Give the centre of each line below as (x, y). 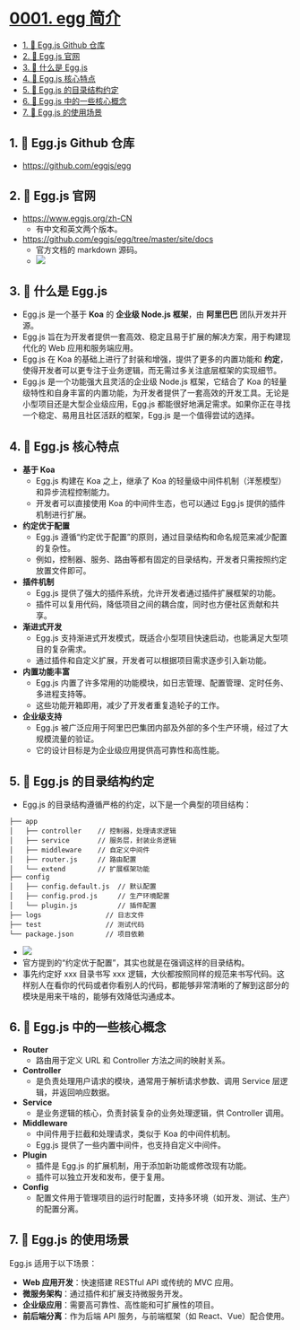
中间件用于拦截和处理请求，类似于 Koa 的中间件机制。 (135, 1133)
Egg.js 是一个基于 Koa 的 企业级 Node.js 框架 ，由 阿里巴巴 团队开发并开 (154, 314)
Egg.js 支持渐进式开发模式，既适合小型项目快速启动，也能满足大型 (158, 638)
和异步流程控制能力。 (75, 492)
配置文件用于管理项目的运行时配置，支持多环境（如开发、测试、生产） (163, 1197)
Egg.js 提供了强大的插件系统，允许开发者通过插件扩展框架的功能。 (158, 593)
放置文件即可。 (63, 571)
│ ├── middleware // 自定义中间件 (80, 850)
